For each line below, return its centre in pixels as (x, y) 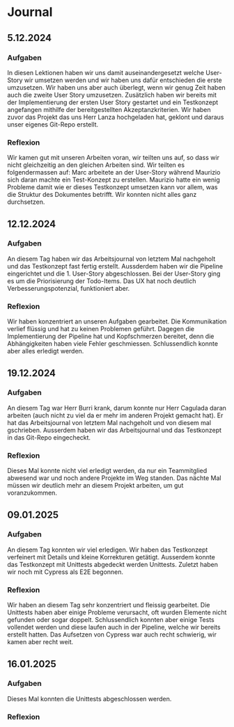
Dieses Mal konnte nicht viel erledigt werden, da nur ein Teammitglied (107, 471)
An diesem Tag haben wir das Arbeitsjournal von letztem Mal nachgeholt (111, 259)
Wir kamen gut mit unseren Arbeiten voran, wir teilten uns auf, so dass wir (113, 158)
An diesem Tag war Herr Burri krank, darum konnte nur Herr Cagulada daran (117, 408)
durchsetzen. (26, 202)
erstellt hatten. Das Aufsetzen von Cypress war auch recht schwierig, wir (112, 634)
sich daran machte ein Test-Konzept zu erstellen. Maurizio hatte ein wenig (114, 180)
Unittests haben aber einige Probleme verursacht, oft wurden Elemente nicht (117, 612)
